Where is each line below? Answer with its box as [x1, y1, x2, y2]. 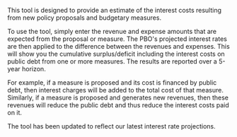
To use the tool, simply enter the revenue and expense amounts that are [7, 28, 217, 35]
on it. [7, 109, 23, 117]
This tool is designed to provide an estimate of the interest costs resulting [7, 6, 221, 14]
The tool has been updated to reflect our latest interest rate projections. [7, 122, 216, 130]
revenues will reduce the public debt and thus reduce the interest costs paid [7, 101, 230, 109]
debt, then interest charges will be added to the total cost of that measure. [7, 86, 224, 94]
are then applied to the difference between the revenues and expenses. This [7, 42, 230, 50]
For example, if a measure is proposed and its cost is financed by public [7, 78, 217, 87]
